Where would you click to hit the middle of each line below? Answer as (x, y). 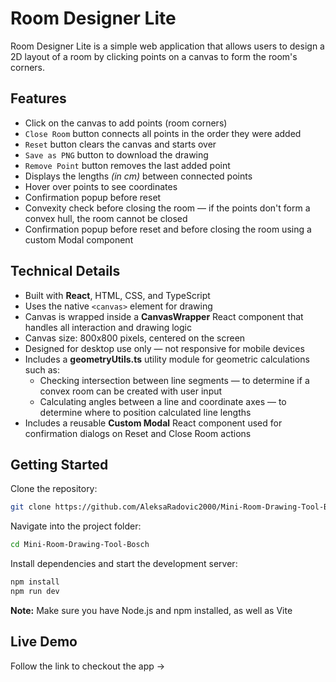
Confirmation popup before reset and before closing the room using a (168, 229)
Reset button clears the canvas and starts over (120, 144)
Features (38, 98)
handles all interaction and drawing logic (108, 327)
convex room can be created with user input (131, 391)
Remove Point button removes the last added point (127, 165)
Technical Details (65, 271)
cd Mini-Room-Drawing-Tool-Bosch (80, 545)
